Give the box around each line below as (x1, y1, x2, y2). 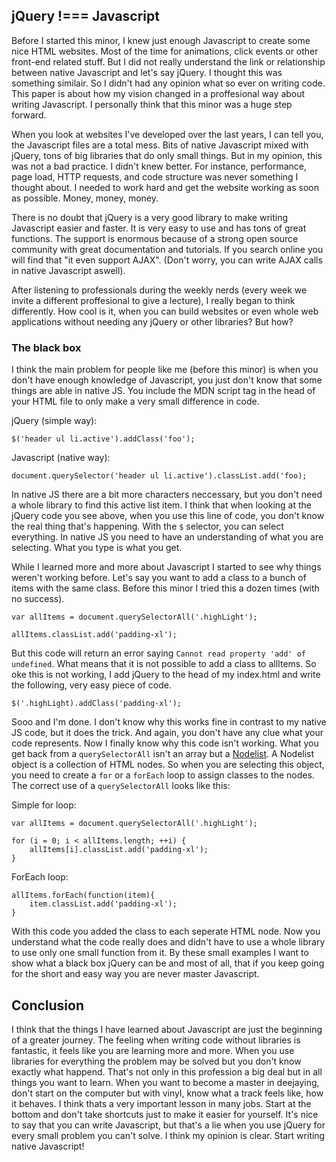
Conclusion (11, 997, 85, 1014)
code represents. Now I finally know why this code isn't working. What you (11, 737, 319, 749)
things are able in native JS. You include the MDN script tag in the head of (11, 385, 316, 397)
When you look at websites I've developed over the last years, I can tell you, (11, 128, 324, 140)
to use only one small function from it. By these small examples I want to (11, 947, 309, 959)
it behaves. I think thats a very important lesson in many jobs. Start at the (11, 1097, 312, 1109)
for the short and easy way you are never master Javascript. (11, 968, 260, 980)
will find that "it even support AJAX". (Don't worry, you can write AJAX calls (11, 254, 323, 266)
